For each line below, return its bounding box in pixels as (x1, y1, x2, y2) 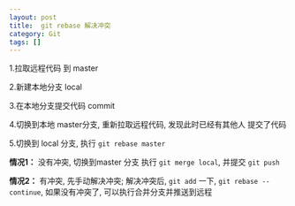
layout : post (9, 12, 57, 22)
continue (9, 188, 42, 197)
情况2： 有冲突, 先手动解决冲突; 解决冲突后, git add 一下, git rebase (9, 176, 259, 187)
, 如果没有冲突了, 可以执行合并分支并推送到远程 (41, 187, 213, 197)
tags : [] (9, 37, 42, 47)
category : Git (9, 29, 62, 38)
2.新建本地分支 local (9, 81, 82, 93)
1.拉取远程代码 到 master (9, 63, 99, 73)
